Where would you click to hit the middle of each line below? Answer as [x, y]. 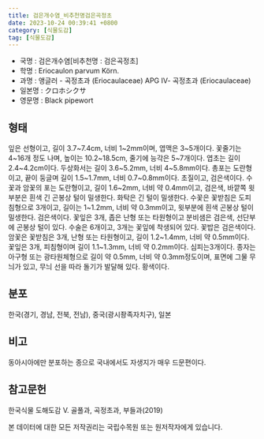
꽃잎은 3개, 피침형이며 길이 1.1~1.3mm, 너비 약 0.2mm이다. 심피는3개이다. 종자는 [132, 247]
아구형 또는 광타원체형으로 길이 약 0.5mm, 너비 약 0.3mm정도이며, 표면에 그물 [128, 257]
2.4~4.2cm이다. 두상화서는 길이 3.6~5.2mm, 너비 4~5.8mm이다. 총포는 [120, 168]
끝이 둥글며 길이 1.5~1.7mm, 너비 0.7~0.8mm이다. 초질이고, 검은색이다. [134, 178]
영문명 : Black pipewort [56, 100]
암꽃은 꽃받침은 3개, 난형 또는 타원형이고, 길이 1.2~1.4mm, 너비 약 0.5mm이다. [129, 237]
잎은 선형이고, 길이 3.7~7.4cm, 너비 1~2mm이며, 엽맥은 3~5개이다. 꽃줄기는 [125, 148]
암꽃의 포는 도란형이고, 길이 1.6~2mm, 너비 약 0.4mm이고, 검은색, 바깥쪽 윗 [139, 188]
